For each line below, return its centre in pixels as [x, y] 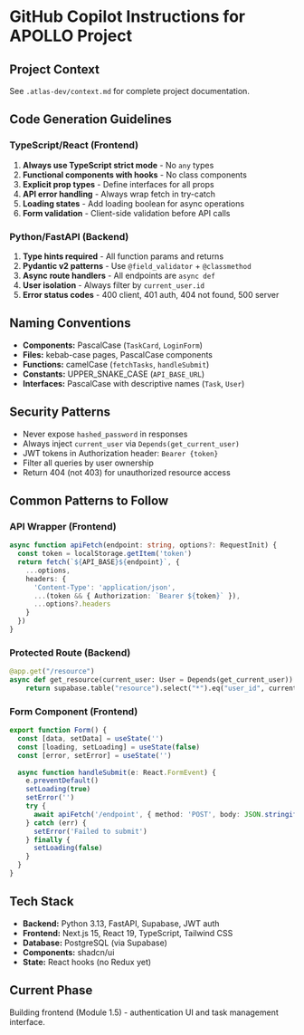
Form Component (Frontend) [74, 711]
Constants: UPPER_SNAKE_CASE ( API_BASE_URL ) [114, 374]
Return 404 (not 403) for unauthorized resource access [126, 472]
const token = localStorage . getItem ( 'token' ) [105, 554]
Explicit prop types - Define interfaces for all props [118, 184]
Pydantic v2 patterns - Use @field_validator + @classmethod [137, 265]
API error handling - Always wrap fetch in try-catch [119, 194]
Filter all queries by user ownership [88, 463]
